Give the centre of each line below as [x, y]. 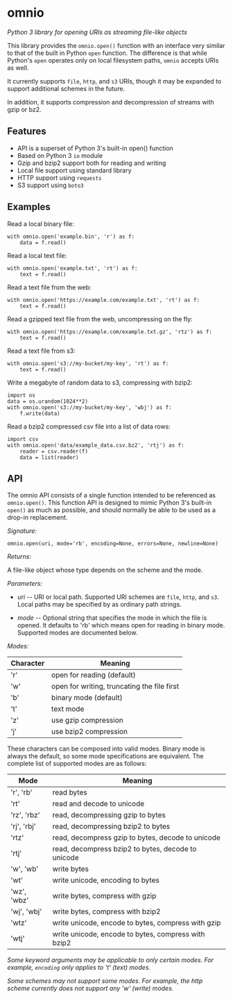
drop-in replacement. [37, 518]
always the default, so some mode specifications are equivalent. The [105, 756]
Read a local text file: [37, 255]
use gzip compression [87, 720]
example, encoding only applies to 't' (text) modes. [79, 968]
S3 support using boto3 [51, 185]
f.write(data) [40, 413]
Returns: [19, 557]
